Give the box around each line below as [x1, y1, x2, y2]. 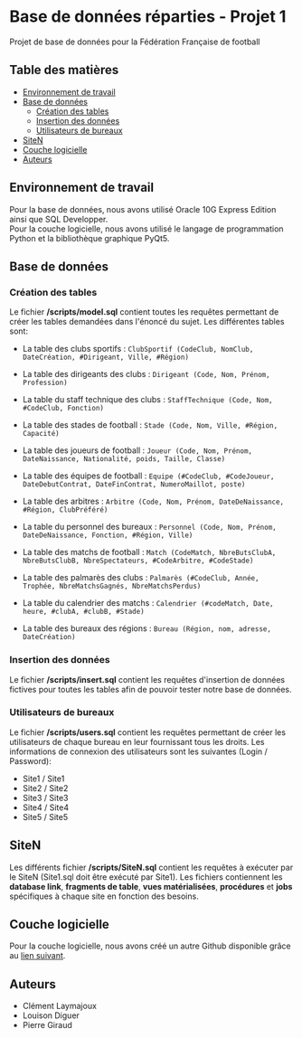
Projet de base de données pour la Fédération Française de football [9, 36, 260, 47]
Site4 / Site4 [22, 802, 70, 813]
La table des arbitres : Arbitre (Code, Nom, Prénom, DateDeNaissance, [22, 495, 285, 507]
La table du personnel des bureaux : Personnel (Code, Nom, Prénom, [22, 522, 278, 533]
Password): [9, 755, 52, 766]
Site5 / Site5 [22, 811, 69, 822]
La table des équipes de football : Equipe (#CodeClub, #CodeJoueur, [22, 470, 275, 481]
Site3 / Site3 [22, 792, 69, 803]
